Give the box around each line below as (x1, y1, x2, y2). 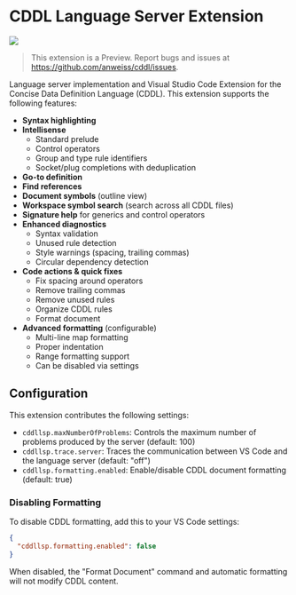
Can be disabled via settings (35, 360, 139, 370)
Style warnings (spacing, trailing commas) (35, 247, 190, 258)
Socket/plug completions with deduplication (35, 162, 197, 172)
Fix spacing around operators (35, 275, 144, 286)
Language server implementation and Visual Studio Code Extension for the (9, 78, 282, 90)
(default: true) (21, 473, 73, 485)
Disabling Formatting (9, 496, 102, 508)
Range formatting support (35, 351, 130, 361)
